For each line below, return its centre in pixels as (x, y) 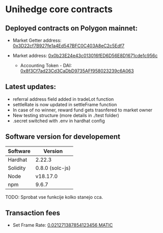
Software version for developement (63, 137)
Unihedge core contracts (59, 9)
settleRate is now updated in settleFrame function (65, 104)
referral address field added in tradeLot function (63, 99)
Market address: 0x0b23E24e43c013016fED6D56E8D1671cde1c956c (85, 55)
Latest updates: (31, 87)
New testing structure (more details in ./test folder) (66, 115)
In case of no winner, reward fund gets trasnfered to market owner (83, 110)
